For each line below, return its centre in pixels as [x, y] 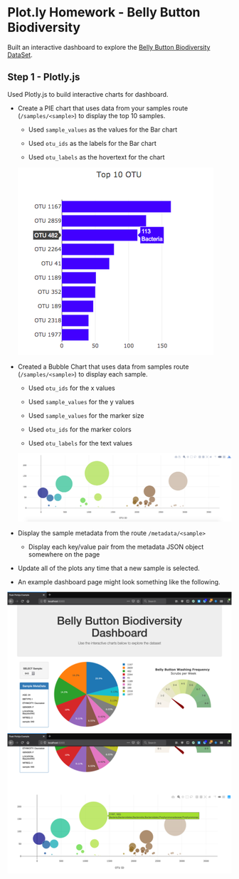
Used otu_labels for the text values [80, 443]
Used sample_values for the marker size [86, 415]
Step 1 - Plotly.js [44, 77]
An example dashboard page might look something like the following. [119, 582]
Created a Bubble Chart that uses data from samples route [103, 367]
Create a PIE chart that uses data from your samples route [103, 108]
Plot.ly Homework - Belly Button [104, 12]
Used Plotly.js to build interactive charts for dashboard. [88, 94]
